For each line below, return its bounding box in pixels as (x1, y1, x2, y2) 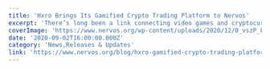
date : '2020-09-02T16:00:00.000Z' (8, 33, 125, 42)
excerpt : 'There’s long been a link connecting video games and (8, 19, 228, 27)
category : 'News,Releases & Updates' (8, 41, 135, 49)
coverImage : (8, 26, 48, 34)
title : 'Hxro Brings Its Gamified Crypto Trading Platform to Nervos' (8, 11, 250, 20)
